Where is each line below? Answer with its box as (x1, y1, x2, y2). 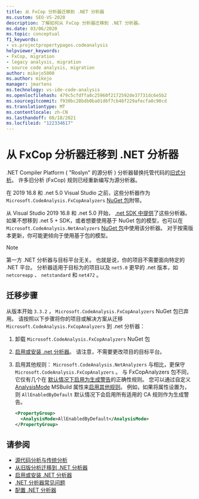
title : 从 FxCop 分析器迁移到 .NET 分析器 (6, 8, 105, 15)
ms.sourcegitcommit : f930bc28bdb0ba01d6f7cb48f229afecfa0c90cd (6, 98, 167, 104)
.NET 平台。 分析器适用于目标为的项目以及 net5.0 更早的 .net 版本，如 (6, 264, 178, 271)
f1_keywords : (6, 37, 39, 43)
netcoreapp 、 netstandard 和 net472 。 (6, 271, 102, 279)
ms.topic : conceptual (6, 31, 60, 37)
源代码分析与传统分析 (14, 456, 68, 464)
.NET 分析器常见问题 (14, 479, 66, 486)
